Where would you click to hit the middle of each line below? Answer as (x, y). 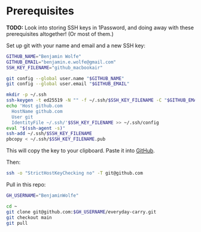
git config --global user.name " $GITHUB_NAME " (65, 78)
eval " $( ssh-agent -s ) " (36, 128)
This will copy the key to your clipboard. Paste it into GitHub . (81, 151)
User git (22, 117)
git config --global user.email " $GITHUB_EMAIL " (68, 84)
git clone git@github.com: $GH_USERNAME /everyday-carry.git (81, 212)
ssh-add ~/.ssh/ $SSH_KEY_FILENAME (49, 134)
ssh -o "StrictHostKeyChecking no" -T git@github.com (75, 173)
